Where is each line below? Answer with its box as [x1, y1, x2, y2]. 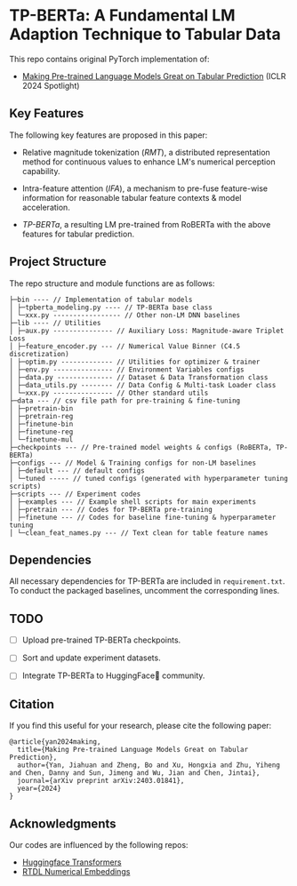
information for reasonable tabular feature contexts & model [21, 192, 242, 203]
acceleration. [21, 202, 71, 212]
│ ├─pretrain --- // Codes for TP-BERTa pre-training [9, 505, 213, 514]
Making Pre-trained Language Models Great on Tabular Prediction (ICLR [21, 70, 286, 81]
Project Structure [9, 254, 107, 269]
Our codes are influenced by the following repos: [9, 840, 189, 850]
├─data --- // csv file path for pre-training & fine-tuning [9, 396, 241, 405]
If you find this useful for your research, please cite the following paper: [9, 721, 272, 731]
